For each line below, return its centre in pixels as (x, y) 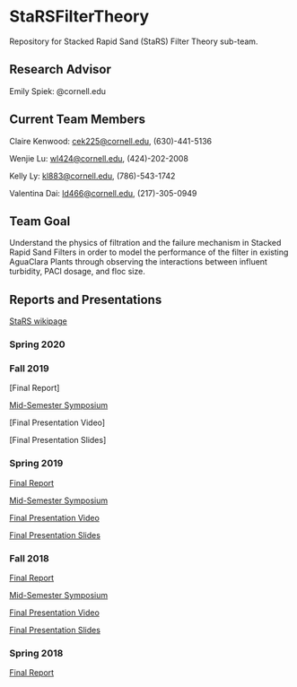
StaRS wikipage (38, 321)
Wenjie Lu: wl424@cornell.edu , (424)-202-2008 (99, 158)
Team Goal (40, 221)
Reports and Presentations (86, 299)
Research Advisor (61, 70)
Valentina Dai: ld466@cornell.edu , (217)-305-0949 (103, 193)
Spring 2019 (36, 464)
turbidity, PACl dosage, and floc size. (77, 272)
